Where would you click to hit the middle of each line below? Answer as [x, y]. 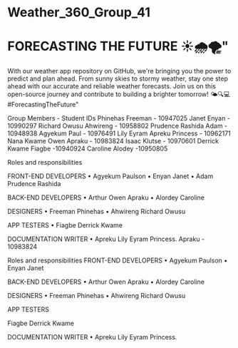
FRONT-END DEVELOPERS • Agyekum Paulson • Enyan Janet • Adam [110, 176]
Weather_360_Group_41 [79, 12]
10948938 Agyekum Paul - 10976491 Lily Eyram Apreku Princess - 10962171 [119, 133]
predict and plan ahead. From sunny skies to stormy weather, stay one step [118, 78]
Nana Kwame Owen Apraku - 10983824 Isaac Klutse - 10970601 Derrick [113, 141]
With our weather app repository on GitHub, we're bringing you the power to [119, 71]
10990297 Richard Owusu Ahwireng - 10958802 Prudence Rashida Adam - [118, 126]
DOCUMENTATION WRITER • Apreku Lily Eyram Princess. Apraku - [106, 239]
